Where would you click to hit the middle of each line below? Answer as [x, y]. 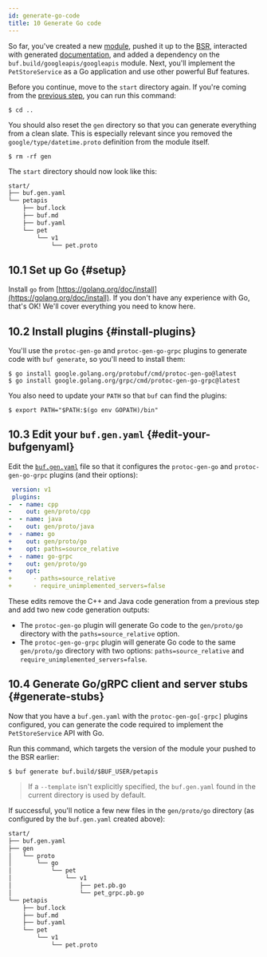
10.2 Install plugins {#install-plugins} [102, 331]
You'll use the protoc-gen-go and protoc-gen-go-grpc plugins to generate [128, 351]
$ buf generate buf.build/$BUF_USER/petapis [83, 772]
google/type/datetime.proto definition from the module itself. [109, 141]
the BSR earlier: [34, 756]
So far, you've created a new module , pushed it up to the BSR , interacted [128, 46]
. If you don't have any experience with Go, [179, 298]
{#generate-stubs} [57, 697]
